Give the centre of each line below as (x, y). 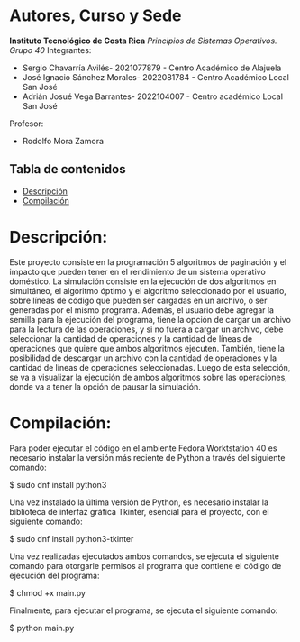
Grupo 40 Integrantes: (50, 50)
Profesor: (27, 124)
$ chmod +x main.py (47, 592)
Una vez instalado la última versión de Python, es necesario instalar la (139, 502)
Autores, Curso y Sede (95, 16)
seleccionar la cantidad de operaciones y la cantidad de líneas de (131, 338)
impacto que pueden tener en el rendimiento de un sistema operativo (137, 271)
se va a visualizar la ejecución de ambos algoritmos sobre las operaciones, (149, 377)
